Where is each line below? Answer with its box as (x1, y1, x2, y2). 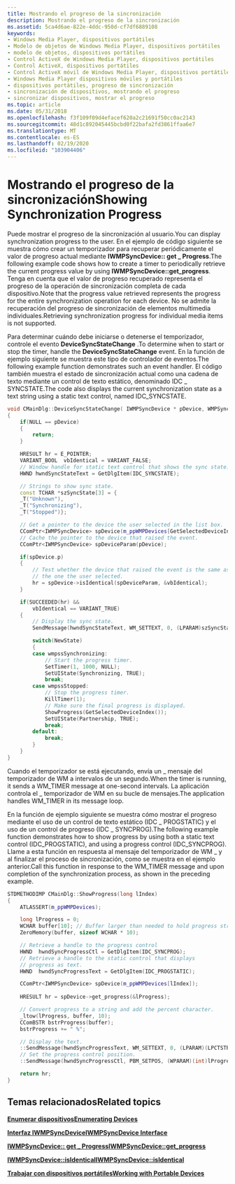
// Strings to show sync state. (20, 483, 114, 490)
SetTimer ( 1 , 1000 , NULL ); (44, 663, 120, 670)
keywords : (7, 29, 36, 37)
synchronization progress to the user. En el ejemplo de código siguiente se (7, 237, 222, 245)
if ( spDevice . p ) (20, 553, 64, 560)
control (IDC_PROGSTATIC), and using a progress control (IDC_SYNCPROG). (7, 840, 227, 848)
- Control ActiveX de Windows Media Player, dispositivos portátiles (7, 56, 215, 63)
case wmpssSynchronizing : (32, 650, 108, 657)
